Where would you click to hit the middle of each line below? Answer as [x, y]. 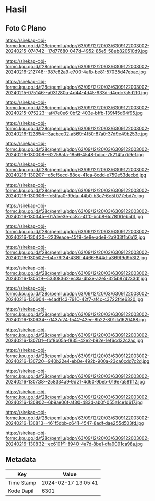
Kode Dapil [21, 491]
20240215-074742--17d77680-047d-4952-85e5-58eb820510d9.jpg [76, 51]
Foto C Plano [26, 28]
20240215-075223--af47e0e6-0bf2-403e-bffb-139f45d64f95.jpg [74, 113]
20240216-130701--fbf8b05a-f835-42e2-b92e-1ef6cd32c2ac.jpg [74, 340]
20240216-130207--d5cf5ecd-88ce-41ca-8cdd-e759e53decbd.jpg [76, 175]
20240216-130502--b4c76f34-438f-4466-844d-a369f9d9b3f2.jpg [76, 258]
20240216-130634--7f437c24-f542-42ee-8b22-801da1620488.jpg [76, 320]
